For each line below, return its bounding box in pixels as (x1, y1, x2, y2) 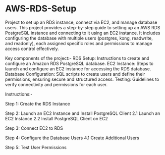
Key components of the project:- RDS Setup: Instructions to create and (5, 55, 150, 61)
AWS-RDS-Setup (5, 3, 77, 14)
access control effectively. (5, 46, 59, 52)
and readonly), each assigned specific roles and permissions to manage (5, 40, 153, 46)
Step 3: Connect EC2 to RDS (5, 125, 63, 131)
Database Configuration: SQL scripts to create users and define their (5, 71, 145, 77)
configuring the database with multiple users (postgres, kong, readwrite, (5, 35, 153, 41)
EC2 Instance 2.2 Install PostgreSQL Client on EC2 (5, 115, 108, 121)
